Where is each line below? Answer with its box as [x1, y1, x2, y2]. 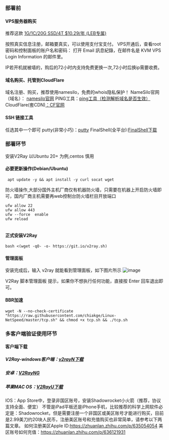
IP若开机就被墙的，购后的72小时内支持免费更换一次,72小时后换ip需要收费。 [5, 64, 162, 70]
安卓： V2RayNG [5, 370, 40, 376]
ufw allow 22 [5, 203, 33, 208]
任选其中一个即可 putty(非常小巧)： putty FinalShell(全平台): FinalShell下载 [5, 127, 157, 133]
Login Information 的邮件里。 [5, 54, 66, 60]
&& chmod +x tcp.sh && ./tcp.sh [59, 317, 128, 322]
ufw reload [5, 216, 28, 222]
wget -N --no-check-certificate [5, 308, 73, 314]
